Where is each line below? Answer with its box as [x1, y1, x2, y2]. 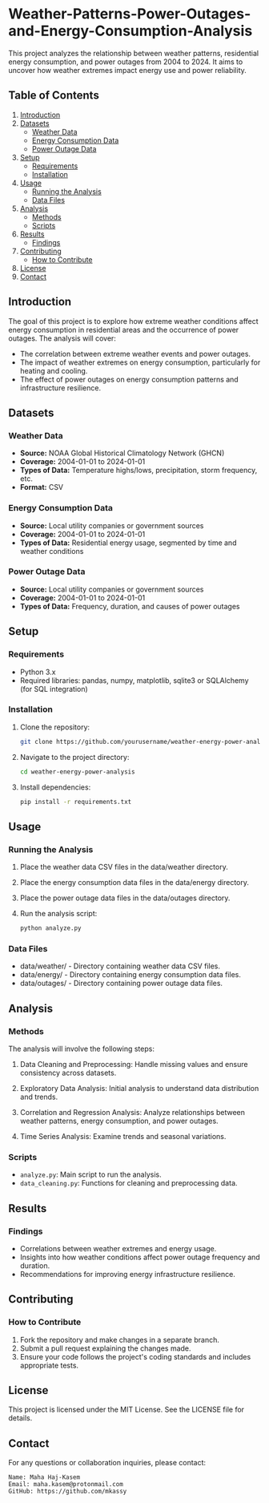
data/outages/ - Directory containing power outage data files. [19, 979, 223, 988]
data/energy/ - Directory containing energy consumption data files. [19, 970, 242, 980]
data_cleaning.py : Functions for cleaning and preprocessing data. [19, 1178, 238, 1188]
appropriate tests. [19, 1360, 78, 1370]
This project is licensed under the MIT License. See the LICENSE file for [8, 1404, 245, 1415]
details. [8, 1413, 33, 1423]
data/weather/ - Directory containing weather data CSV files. [19, 961, 221, 971]
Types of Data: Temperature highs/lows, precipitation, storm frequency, [19, 466, 258, 475]
